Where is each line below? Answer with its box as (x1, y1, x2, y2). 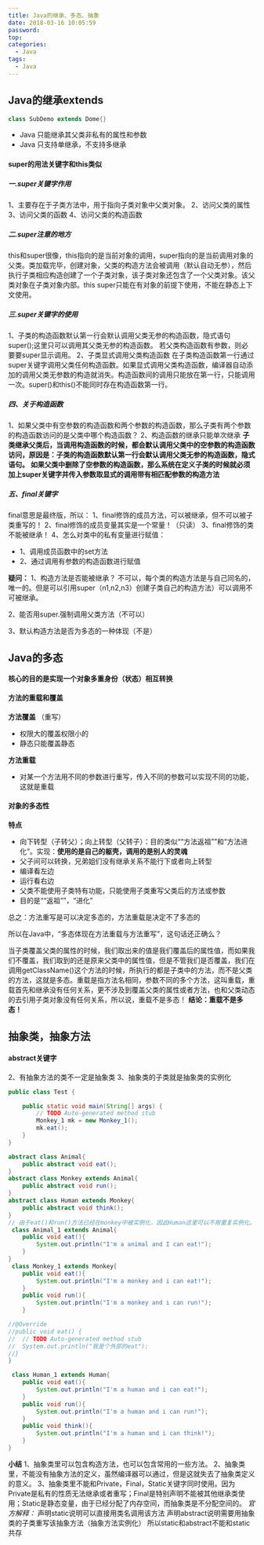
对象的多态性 (8, 801, 49, 811)
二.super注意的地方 (8, 229, 72, 239)
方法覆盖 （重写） (8, 712, 65, 721)
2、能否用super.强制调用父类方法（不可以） (8, 610, 150, 619)
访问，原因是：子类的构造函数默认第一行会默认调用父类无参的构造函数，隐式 (8, 449, 255, 459)
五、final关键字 (8, 489, 58, 499)
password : (8, 26, 41, 34)
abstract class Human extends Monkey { (8, 1197, 135, 1205)
